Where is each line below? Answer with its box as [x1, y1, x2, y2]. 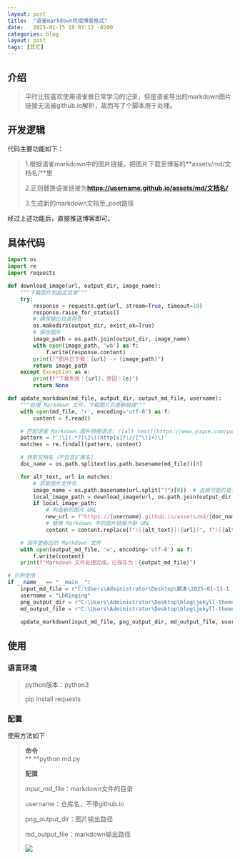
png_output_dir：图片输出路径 [24, 815, 113, 823]
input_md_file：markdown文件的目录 [24, 785, 134, 793]
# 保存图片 [33, 329, 61, 336]
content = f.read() [33, 415, 91, 422]
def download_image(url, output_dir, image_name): [7, 283, 161, 290]
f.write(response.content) [45, 348, 126, 356]
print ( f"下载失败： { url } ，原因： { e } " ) [33, 376, 139, 383]
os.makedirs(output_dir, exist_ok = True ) [33, 322, 155, 329]
